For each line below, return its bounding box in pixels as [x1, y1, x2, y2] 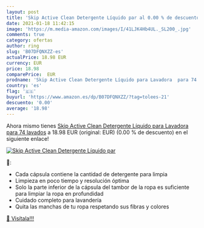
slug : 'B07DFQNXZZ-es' [6, 49, 64, 55]
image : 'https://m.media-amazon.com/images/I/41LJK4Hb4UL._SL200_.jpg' [6, 26, 191, 32]
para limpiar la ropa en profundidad [15, 190, 104, 197]
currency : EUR [6, 60, 42, 66]
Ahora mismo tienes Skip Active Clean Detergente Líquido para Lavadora [6, 122, 189, 129]
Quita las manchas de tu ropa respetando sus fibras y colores [15, 202, 169, 210]
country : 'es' [6, 83, 42, 89]
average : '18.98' [6, 105, 50, 112]
